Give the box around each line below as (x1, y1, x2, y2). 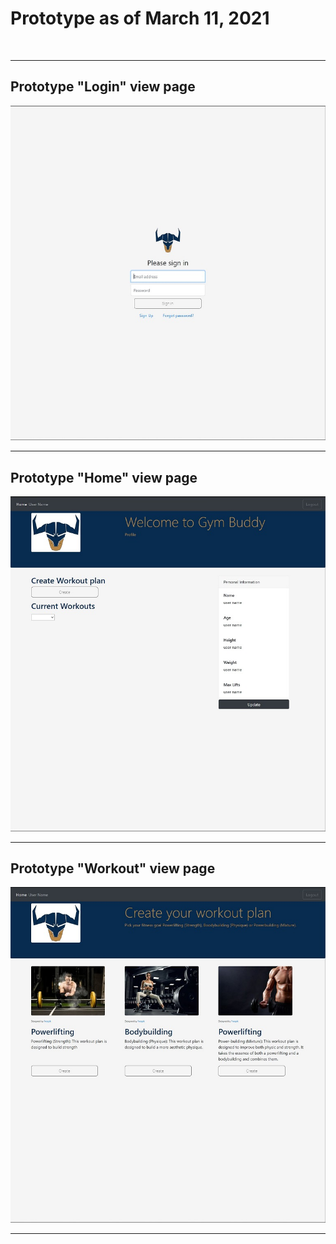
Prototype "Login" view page (10, 78, 196, 96)
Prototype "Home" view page (10, 469, 198, 486)
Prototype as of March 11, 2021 (10, 7, 270, 30)
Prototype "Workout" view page (10, 860, 216, 877)
